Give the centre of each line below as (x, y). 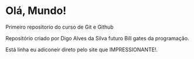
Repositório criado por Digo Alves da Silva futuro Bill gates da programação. (97, 38)
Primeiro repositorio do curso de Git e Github (59, 27)
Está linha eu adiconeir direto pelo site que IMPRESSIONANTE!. (82, 49)
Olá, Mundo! (36, 11)
